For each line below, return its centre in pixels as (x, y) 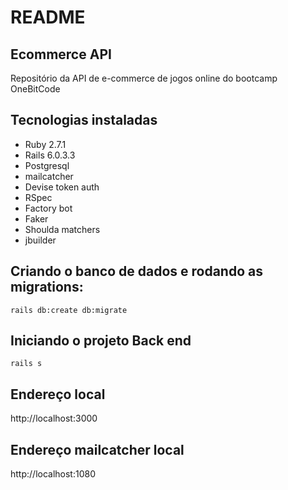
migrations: (47, 287)
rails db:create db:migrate (69, 310)
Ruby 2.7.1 (45, 144)
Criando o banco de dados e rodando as (136, 271)
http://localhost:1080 (53, 474)
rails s (26, 364)
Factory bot (48, 208)
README (48, 17)
